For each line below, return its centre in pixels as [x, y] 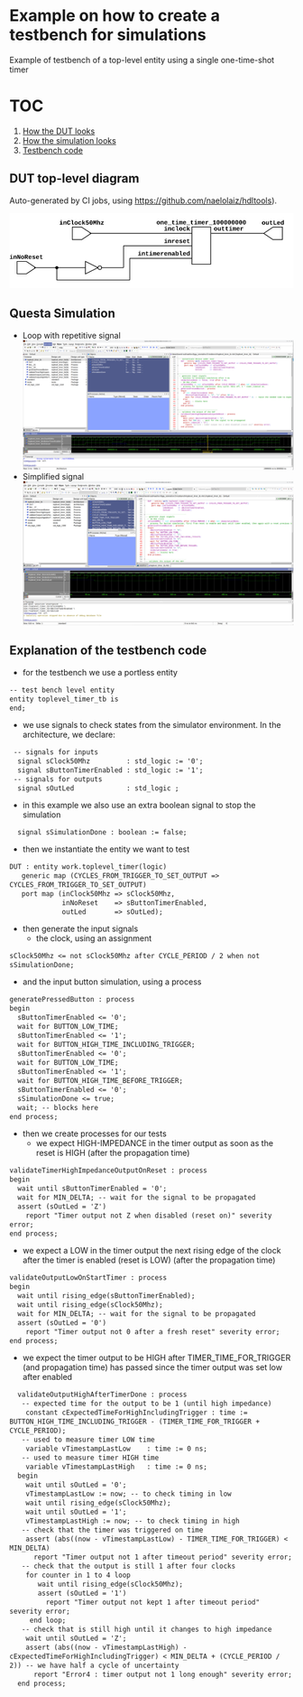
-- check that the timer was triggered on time [112, 1530]
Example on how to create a [115, 16]
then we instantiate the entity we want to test [106, 849]
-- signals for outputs [58, 779]
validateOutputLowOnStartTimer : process [88, 1277]
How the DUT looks [59, 131]
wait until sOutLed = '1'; [76, 1512]
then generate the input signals [80, 928]
